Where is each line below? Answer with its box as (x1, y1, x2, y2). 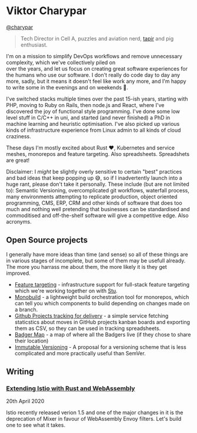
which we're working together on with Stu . (14, 287, 118, 294)
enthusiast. (20, 41, 48, 48)
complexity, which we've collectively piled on (6, 59, 116, 66)
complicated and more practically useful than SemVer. (14, 349, 146, 357)
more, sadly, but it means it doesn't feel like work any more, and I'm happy (6, 78, 186, 85)
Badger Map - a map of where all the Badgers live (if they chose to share (14, 331, 191, 338)
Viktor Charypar (6, 4, 87, 18)
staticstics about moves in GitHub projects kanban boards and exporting (14, 318, 190, 325)
